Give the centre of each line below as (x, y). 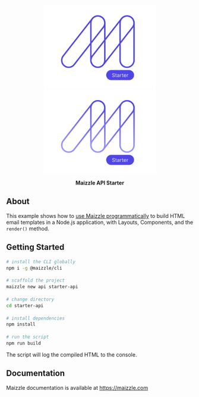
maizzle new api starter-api (42, 287)
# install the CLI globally (41, 262)
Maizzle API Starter (100, 183)
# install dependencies (36, 318)
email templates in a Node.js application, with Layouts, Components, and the (100, 222)
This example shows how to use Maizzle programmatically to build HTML (96, 215)
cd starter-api (25, 305)
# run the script (28, 337)
